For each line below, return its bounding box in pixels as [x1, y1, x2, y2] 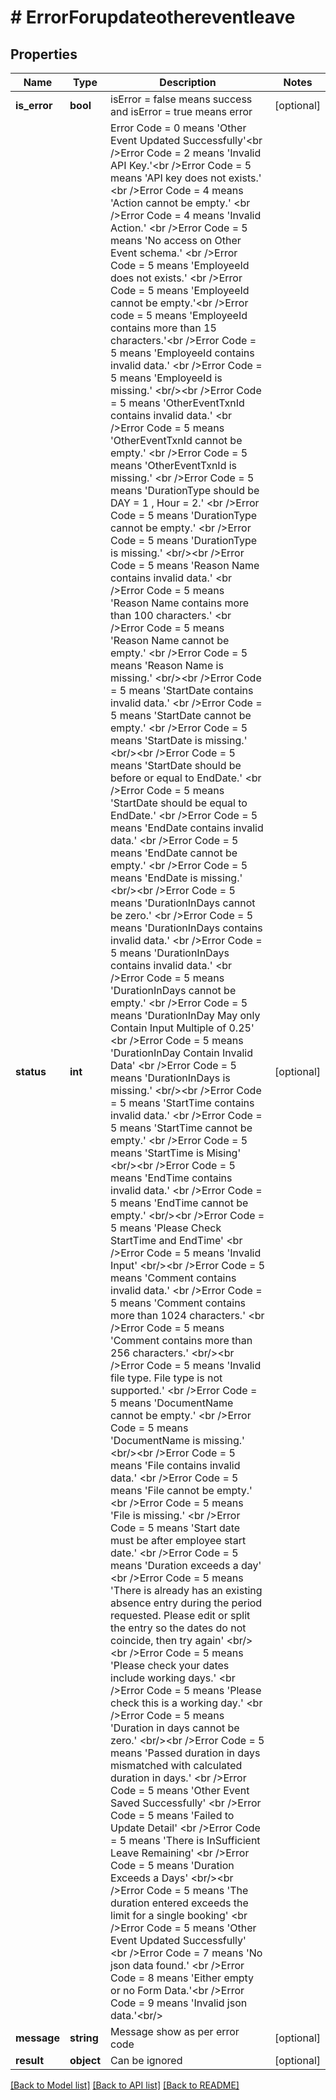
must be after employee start [110, 1534, 247, 1547]
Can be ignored [110, 2054, 183, 2067]
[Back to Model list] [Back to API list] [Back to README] [10, 2079, 240, 2091]
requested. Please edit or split [110, 1609, 251, 1622]
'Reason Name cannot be [110, 634, 230, 647]
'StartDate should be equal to [110, 796, 248, 810]
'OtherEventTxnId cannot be [110, 434, 243, 447]
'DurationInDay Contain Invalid [110, 1046, 253, 1060]
